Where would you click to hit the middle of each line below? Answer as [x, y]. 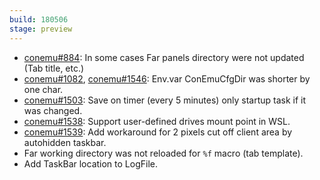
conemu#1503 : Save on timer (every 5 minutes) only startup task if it [165, 100]
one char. [43, 89]
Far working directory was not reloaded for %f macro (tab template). [163, 153]
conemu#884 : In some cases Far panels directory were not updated [164, 57]
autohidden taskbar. [65, 142]
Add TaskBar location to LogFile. [90, 163]
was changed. [53, 110]
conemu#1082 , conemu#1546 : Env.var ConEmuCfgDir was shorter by [167, 78]
